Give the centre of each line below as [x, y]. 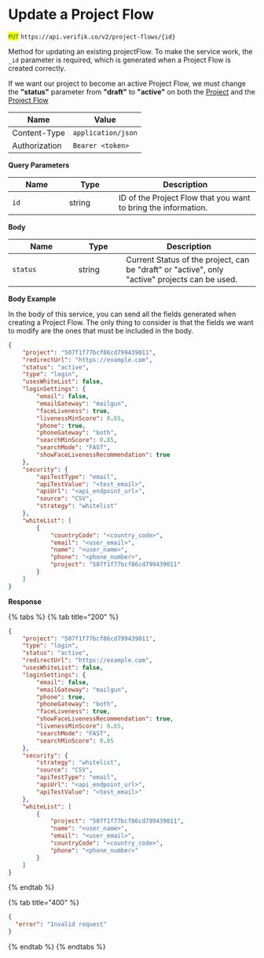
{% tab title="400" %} [44, 903]
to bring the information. [163, 208]
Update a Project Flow [81, 15]
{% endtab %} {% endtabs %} [57, 947]
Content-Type [38, 133]
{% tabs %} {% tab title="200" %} [64, 617]
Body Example [32, 298]
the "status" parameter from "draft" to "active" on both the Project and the [132, 91]
